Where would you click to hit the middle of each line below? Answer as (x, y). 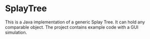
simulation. (16, 32)
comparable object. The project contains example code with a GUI (72, 27)
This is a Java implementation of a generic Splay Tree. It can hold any (75, 22)
